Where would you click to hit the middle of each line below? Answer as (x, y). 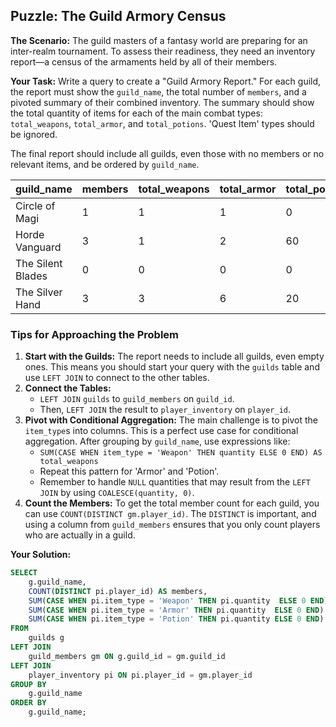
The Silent (39, 263)
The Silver (39, 292)
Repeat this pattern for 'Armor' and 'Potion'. (129, 471)
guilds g (46, 638)
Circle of (35, 206)
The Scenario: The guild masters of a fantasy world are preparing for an (159, 40)
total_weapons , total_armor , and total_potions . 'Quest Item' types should (162, 123)
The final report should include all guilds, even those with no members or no (167, 153)
